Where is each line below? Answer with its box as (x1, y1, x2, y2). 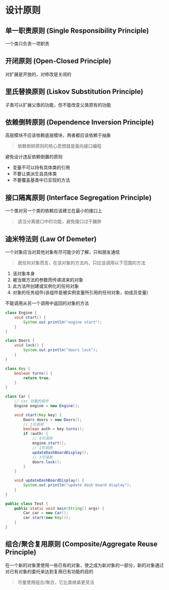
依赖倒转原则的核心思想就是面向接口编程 (17, 143, 102, 149)
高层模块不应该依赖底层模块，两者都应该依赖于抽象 (5, 132, 111, 138)
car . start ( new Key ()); (23, 515, 71, 520)
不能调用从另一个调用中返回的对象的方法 (5, 300, 89, 306)
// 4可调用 (32, 436, 53, 441)
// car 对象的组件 (14, 399, 49, 404)
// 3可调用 (32, 455, 53, 460)
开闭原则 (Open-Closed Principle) (5, 57, 112, 66)
